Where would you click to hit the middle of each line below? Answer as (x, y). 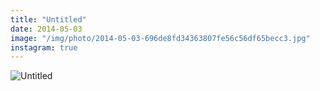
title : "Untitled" (48, 19)
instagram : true (44, 47)
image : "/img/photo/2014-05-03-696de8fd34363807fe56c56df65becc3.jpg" (160, 38)
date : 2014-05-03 (46, 29)
